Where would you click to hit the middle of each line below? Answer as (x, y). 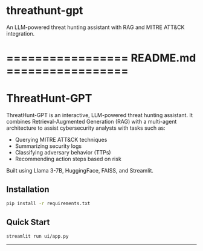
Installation (28, 190)
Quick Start (28, 222)
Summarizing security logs (48, 146)
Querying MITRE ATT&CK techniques (61, 140)
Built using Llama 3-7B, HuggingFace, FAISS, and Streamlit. (80, 171)
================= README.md (101, 58)
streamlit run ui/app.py (37, 236)
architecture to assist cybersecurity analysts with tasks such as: (86, 128)
